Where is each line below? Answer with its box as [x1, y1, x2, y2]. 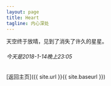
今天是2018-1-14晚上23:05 [6, 52, 73, 60]
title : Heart [6, 15, 39, 21]
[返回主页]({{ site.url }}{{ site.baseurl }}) [6, 73, 106, 80]
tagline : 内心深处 [6, 20, 50, 26]
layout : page [6, 9, 39, 15]
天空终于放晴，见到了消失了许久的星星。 [6, 38, 107, 45]
